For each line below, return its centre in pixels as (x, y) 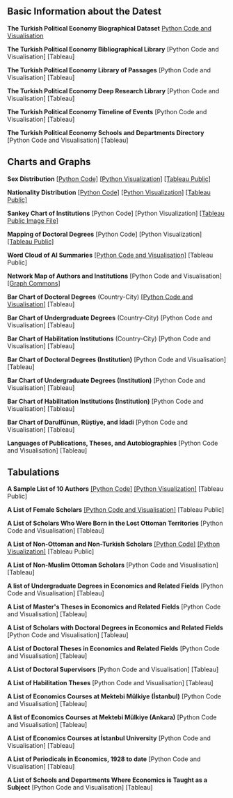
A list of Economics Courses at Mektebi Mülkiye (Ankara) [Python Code (112, 717)
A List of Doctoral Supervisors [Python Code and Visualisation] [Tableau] (113, 670)
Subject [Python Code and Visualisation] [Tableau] (80, 788)
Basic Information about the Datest (85, 11)
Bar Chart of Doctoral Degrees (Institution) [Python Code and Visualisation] (117, 359)
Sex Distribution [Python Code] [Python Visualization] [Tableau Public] (109, 179)
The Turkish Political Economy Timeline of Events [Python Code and (107, 111)
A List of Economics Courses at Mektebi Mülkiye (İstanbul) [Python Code (114, 696)
